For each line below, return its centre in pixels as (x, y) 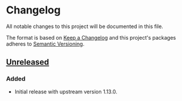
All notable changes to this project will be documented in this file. (85, 26)
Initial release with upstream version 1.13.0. (66, 92)
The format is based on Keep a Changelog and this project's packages (91, 37)
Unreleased (28, 62)
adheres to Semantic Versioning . (45, 44)
